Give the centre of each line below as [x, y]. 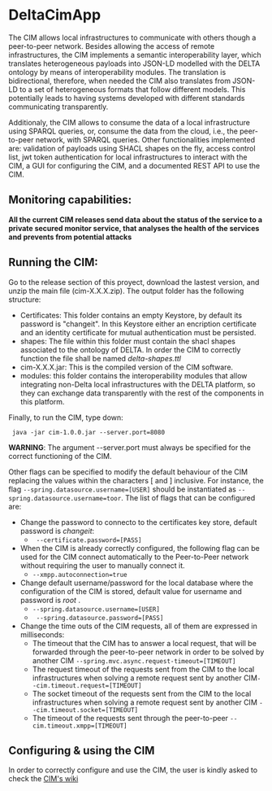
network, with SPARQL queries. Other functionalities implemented [145, 139]
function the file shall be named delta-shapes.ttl [100, 358]
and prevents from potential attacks [70, 237]
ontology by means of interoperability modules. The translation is [117, 72]
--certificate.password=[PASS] [89, 540]
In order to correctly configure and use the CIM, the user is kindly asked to [133, 770]
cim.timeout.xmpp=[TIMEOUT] [80, 726]
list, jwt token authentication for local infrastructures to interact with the [128, 157]
